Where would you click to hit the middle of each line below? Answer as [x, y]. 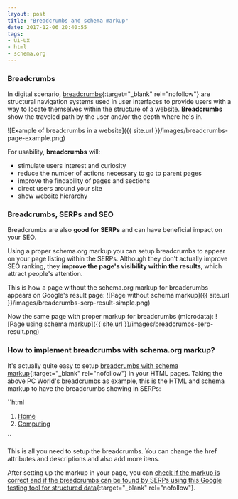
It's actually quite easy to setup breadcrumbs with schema [93, 366]
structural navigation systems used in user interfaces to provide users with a [119, 102]
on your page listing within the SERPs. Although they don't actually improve [118, 259]
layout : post [27, 14]
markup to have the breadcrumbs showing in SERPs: [84, 388]
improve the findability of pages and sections [84, 181]
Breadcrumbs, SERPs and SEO [60, 214]
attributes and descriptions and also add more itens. [83, 458]
